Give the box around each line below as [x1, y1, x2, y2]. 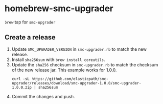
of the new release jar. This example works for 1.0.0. [11, 67, 117, 73]
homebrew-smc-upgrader [4, 3, 114, 14]
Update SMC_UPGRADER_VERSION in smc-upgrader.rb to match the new [11, 46, 147, 52]
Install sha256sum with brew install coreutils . [11, 57, 106, 62]
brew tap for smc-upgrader [4, 19, 56, 25]
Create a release [4, 33, 56, 42]
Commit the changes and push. [11, 93, 75, 99]
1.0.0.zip [11, 85, 32, 90]
